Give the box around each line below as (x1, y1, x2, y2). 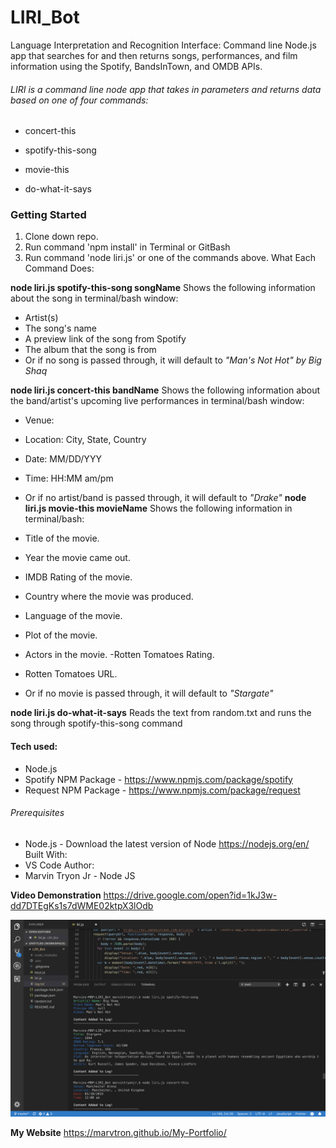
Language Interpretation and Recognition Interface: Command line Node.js (10, 39, 317, 51)
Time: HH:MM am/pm (24, 472, 114, 485)
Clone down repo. (24, 231, 99, 243)
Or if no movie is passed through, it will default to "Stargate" (24, 687, 274, 700)
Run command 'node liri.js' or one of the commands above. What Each (24, 252, 316, 264)
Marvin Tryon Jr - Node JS (24, 869, 136, 881)
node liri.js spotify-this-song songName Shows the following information (10, 282, 316, 294)
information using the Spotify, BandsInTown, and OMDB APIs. (10, 60, 263, 72)
